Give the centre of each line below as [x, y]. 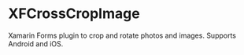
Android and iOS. [36, 43]
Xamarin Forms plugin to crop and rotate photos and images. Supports [122, 35]
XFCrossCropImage [74, 14]
